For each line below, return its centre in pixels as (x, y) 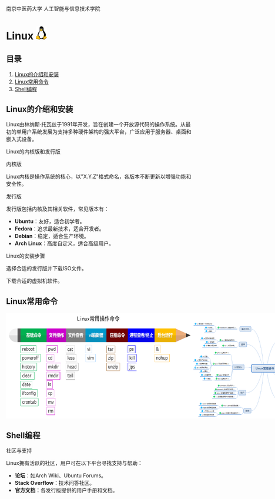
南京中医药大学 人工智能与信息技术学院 (53, 9)
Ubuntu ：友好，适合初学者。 (50, 222)
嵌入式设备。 (21, 139)
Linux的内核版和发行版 (33, 152)
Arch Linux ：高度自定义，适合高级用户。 (64, 243)
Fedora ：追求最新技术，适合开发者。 (59, 229)
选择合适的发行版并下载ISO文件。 (46, 269)
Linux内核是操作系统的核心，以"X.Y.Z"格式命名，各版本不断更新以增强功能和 (99, 177)
